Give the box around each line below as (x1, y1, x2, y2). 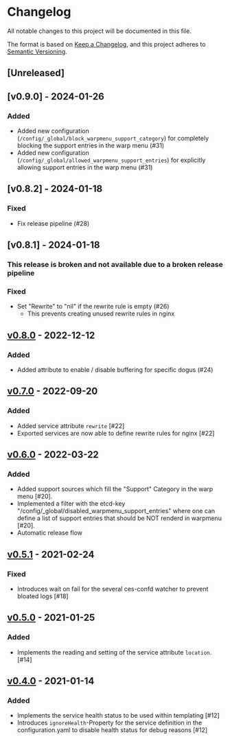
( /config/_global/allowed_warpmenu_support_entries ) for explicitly (16, 156, 206, 165)
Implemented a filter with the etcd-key (16, 499, 126, 508)
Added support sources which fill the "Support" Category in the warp (16, 485, 214, 493)
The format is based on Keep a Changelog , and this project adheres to (7, 40, 206, 48)
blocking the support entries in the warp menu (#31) (16, 141, 165, 150)
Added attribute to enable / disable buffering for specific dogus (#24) (16, 366, 214, 374)
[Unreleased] (7, 67, 65, 79)
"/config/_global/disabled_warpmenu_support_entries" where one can (16, 507, 216, 515)
